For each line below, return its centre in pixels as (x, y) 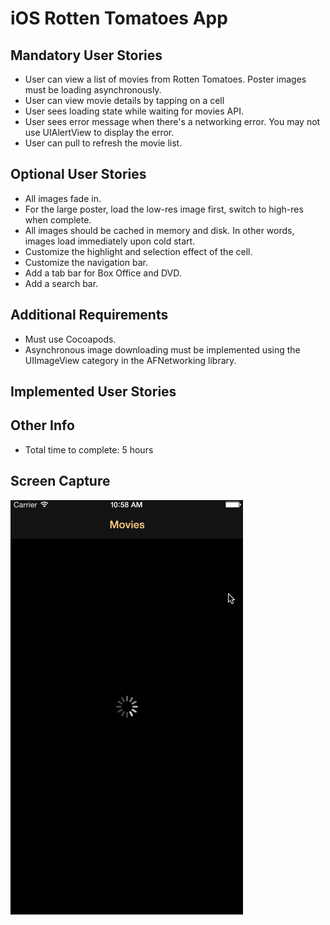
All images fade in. (63, 198)
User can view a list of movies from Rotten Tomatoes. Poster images (165, 79)
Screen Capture (60, 481)
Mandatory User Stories (86, 55)
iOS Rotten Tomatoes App (119, 18)
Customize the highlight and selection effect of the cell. (138, 251)
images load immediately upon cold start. (110, 241)
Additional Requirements (89, 315)
